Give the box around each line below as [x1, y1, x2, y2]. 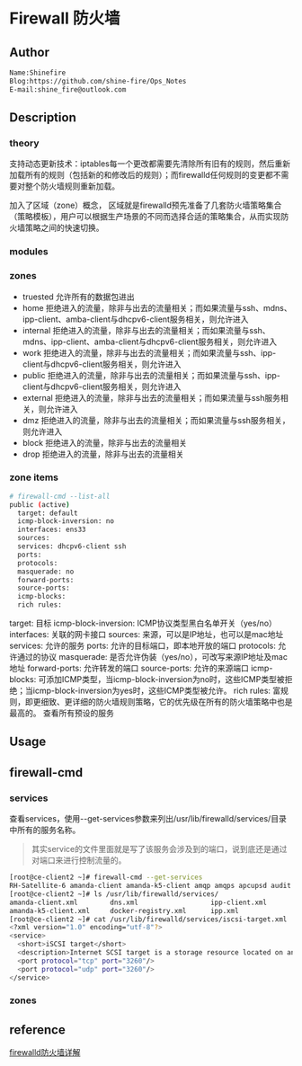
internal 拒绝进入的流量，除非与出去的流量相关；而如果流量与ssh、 [22, 324, 271, 335]
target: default [17, 509, 78, 518]
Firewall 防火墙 [9, 8, 120, 29]
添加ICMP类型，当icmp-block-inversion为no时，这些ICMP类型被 [46, 674, 285, 685]
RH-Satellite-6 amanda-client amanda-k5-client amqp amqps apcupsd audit [9, 882, 292, 891]
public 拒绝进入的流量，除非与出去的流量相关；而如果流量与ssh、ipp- [22, 369, 280, 380]
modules [9, 245, 49, 258]
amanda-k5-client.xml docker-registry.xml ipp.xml [9, 906, 240, 915]
